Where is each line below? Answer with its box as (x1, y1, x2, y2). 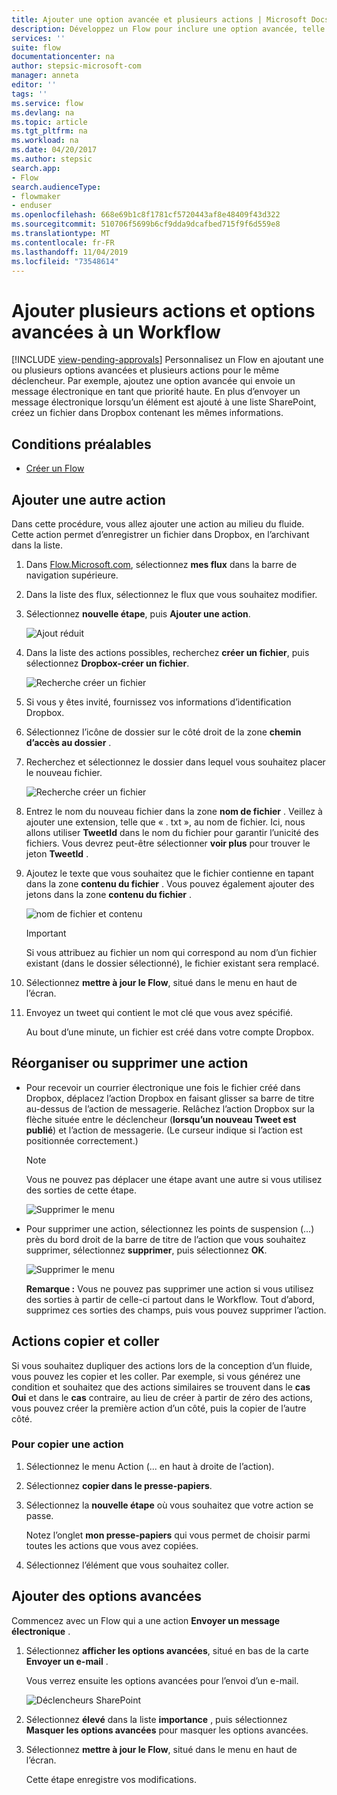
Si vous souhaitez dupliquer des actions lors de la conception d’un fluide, (11, 1359, 313, 1371)
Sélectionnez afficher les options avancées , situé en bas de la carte (25, 1644, 309, 1656)
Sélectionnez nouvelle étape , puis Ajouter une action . (25, 607, 251, 620)
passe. (25, 1509, 54, 1521)
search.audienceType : (11, 182, 102, 192)
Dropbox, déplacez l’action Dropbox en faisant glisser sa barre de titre (25, 1092, 315, 1104)
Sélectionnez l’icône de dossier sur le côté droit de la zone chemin (25, 726, 302, 738)
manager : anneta (11, 71, 79, 81)
